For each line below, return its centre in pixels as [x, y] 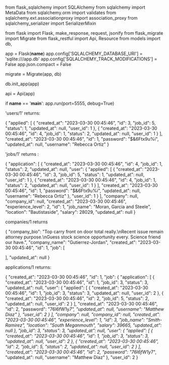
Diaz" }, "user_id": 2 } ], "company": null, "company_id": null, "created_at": [83, 314]
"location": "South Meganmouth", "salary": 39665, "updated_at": [94, 325]
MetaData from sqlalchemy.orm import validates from [61, 13]
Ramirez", [15, 325]
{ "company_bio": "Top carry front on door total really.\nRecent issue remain [84, 232]
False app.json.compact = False [38, 64]
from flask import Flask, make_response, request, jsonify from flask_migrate [84, 33]
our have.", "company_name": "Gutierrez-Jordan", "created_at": [71, 242]
